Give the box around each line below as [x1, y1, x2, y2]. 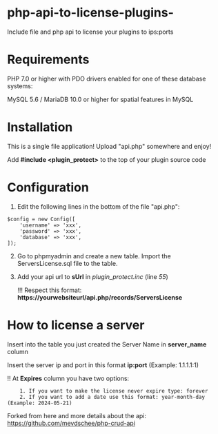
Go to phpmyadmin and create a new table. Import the [17, 251, 171, 260]
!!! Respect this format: [17, 286, 82, 294]
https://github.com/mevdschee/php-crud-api [7, 419, 136, 427]
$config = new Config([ [7, 216, 76, 223]
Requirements [7, 52, 90, 68]
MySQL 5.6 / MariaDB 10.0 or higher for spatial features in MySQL [7, 95, 194, 103]
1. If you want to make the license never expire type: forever [19, 387, 208, 394]
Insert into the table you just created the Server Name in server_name [7, 340, 207, 349]
